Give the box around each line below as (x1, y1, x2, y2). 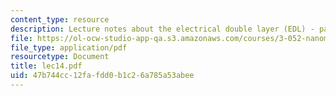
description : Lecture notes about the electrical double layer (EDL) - (10, 24, 315, 34)
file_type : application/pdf (10, 42, 128, 53)
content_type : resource (10, 14, 110, 25)
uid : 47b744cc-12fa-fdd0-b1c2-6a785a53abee (10, 71, 195, 81)
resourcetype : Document (10, 52, 110, 62)
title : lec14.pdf (10, 61, 83, 71)
